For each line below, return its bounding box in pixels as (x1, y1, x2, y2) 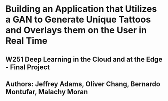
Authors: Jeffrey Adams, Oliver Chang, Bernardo (5, 80, 160, 88)
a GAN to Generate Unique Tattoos (5, 14, 151, 25)
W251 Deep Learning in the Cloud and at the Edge (5, 55, 163, 63)
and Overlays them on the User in (5, 25, 147, 36)
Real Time (5, 35, 48, 47)
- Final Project (5, 63, 50, 71)
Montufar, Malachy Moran (5, 87, 88, 96)
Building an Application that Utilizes (5, 3, 157, 15)
